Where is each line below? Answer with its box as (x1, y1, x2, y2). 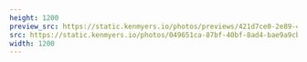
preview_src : (9, 22, 59, 31)
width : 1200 (9, 38, 55, 48)
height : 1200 (9, 13, 59, 23)
